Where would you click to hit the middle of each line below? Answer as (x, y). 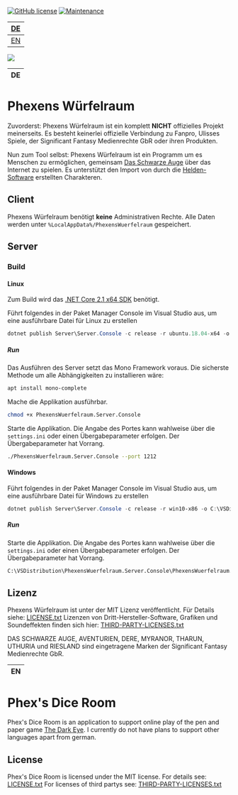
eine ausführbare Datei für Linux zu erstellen (72, 321)
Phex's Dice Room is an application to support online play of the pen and (113, 722)
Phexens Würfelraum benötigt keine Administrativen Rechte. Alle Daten (111, 216)
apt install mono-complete (47, 388)
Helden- (194, 170)
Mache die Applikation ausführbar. (58, 402)
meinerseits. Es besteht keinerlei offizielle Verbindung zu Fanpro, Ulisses (114, 133)
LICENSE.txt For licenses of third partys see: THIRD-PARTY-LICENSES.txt (114, 784)
